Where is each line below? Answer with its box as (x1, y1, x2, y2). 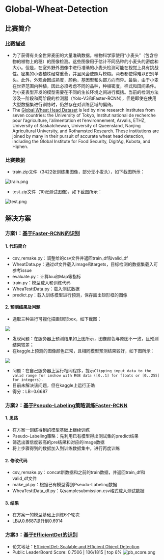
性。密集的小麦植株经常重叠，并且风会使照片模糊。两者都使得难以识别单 (12, 70, 159, 77)
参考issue (12, 267, 32, 273)
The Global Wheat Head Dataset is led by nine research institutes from (12, 107, 155, 113)
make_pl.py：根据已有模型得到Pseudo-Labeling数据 (12, 482, 117, 488)
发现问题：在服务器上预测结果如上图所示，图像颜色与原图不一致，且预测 (12, 335, 159, 341)
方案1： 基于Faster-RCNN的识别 (5, 230, 80, 237)
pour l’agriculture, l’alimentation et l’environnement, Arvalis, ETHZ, (12, 117, 146, 123)
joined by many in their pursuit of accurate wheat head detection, (12, 133, 145, 139)
